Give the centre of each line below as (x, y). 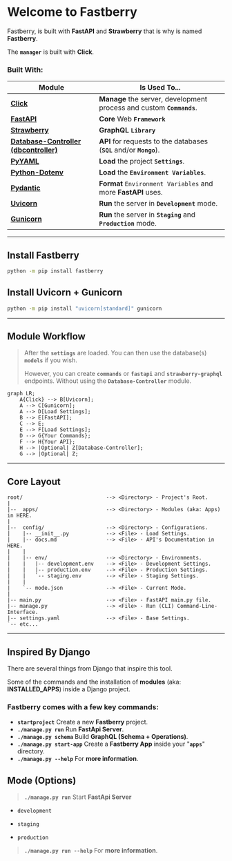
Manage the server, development (153, 99)
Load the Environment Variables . (152, 172)
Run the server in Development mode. (158, 204)
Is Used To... (160, 88)
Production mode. (128, 224)
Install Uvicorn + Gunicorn (65, 293)
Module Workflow (47, 336)
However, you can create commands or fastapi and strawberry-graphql (123, 374)
